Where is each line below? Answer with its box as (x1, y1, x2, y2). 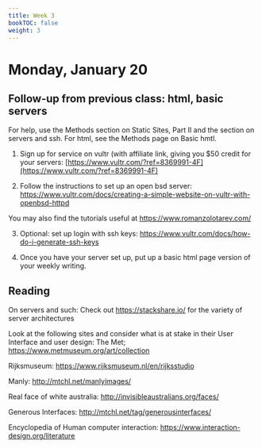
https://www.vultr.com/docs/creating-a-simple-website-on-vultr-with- (19, 190, 251, 199)
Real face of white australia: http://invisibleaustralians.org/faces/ (8, 392, 220, 401)
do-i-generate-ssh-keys (19, 237, 99, 247)
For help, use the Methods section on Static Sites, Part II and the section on (8, 125, 255, 135)
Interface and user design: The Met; (8, 338, 126, 347)
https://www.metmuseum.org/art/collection (8, 346, 150, 355)
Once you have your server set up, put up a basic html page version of (19, 253, 252, 262)
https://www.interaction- (160, 423, 241, 432)
